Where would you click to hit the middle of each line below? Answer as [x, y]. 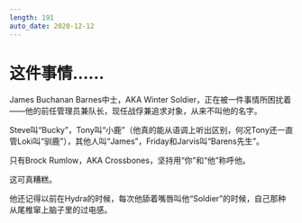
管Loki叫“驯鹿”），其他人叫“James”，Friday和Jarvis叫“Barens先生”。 [137, 141]
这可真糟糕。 [33, 180]
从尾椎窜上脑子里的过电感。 [61, 210]
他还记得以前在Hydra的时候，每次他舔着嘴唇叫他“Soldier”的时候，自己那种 [148, 199]
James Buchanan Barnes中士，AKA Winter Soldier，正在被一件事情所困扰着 [150, 100]
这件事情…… [57, 73]
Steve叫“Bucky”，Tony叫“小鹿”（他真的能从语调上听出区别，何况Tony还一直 [151, 130]
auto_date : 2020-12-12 [52, 26]
